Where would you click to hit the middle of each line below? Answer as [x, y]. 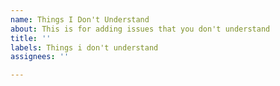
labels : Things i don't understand [84, 47]
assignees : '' [40, 57]
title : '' [31, 38]
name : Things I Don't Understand [80, 19]
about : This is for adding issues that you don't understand [140, 29]
